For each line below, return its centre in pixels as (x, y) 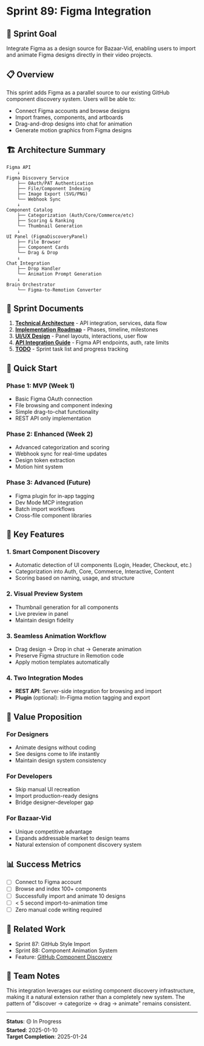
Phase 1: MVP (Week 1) (40, 385)
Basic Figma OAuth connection (54, 399)
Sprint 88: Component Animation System (66, 950)
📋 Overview (30, 75)
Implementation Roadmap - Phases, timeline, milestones (87, 330)
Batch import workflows (45, 509)
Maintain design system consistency (61, 760)
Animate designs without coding (55, 747)
